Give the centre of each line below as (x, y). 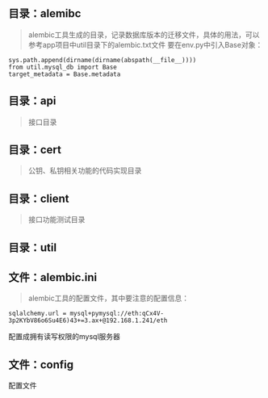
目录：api (32, 101)
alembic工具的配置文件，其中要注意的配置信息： (109, 298)
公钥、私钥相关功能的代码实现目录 (85, 170)
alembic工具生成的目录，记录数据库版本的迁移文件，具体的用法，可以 (144, 35)
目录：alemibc (45, 14)
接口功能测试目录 (57, 220)
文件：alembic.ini (53, 277)
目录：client (39, 198)
